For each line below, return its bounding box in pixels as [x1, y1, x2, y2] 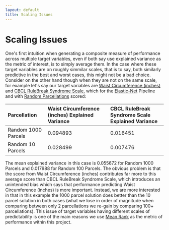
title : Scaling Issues [5, 12, 53, 17]
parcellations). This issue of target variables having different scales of [5, 208, 150, 214]
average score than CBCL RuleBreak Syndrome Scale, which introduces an [5, 176, 160, 182]
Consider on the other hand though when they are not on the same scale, [5, 77, 157, 83]
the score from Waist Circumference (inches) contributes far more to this [5, 171, 156, 177]
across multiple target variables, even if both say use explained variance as [5, 56, 161, 62]
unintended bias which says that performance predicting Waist [5, 182, 135, 188]
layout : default [5, 7, 39, 13]
